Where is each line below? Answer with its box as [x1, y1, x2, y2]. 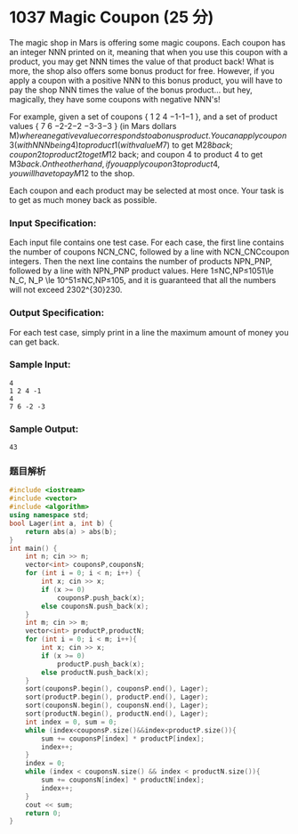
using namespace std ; [9, 511, 90, 520]
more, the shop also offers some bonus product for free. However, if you [9, 65, 275, 76]
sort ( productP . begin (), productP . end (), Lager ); [25, 692, 209, 702]
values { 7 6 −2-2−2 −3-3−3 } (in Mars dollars [9, 120, 177, 131]
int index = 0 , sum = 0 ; [25, 717, 117, 726]
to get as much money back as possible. [9, 194, 157, 205]
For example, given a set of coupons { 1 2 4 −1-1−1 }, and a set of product [9, 111, 278, 122]
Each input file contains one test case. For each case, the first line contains [9, 237, 285, 248]
